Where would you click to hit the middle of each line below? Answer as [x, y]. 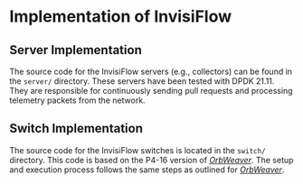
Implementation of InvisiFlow [121, 17]
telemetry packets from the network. [78, 100]
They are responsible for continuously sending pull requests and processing [151, 91]
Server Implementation [76, 50]
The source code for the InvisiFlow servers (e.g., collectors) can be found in [151, 71]
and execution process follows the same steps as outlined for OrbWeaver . [147, 170]
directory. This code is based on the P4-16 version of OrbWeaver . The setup [151, 160]
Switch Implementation [76, 129]
